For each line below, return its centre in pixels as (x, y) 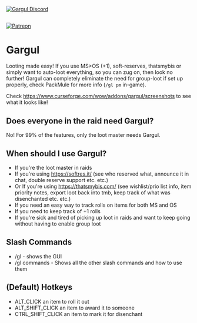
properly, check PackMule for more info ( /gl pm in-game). (76, 85)
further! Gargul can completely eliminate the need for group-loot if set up (95, 79)
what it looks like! (27, 102)
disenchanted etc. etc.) (43, 198)
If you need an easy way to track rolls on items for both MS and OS (96, 205)
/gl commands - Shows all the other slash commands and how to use (98, 263)
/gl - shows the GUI (38, 256)
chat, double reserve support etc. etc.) (61, 180)
